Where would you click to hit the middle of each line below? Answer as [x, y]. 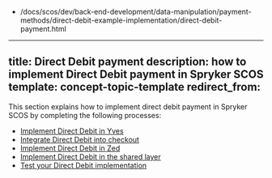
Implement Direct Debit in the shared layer [90, 156]
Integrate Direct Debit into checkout [80, 139]
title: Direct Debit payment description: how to [127, 62]
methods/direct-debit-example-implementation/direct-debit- [121, 20]
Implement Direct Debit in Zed [70, 148]
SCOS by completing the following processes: [85, 115]
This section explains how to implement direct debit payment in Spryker [128, 106]
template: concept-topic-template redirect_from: [135, 87]
